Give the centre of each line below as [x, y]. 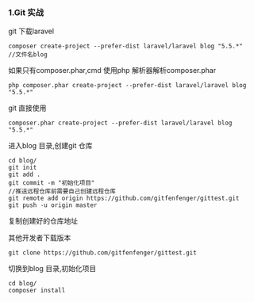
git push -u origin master [53, 205]
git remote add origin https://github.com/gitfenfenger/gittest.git [124, 199]
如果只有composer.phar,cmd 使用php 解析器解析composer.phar [112, 71]
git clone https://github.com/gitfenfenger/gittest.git [102, 253]
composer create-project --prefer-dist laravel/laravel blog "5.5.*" [126, 46]
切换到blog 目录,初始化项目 [52, 269]
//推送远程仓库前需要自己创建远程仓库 [62, 192]
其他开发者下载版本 [40, 238]
